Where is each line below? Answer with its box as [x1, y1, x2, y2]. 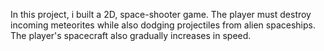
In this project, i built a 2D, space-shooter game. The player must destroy [10, 9, 312, 20]
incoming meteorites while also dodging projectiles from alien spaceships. [10, 19, 316, 31]
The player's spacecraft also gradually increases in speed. [10, 30, 252, 41]
